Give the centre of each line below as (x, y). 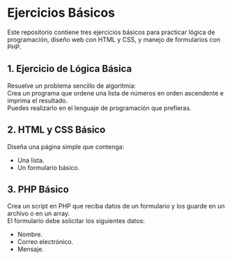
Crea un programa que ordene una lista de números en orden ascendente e (116, 93)
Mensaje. (30, 250)
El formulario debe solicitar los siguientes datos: (76, 221)
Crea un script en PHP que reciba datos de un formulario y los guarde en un (116, 206)
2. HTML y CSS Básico (56, 130)
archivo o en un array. (39, 213)
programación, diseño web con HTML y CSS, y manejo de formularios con (114, 39)
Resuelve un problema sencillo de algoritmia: (71, 86)
